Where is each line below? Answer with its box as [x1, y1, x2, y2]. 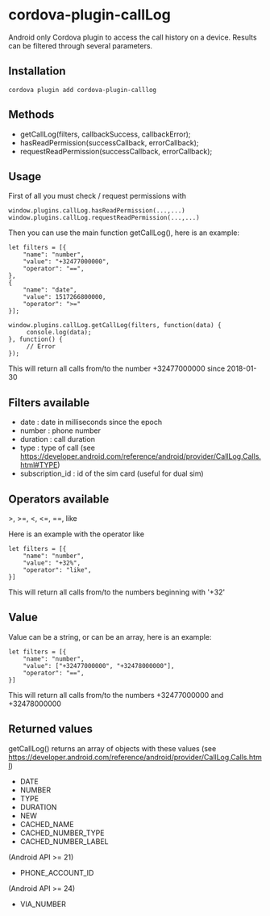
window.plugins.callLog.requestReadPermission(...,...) [8, 214, 200, 222]
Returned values [8, 722, 93, 736]
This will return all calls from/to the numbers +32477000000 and [8, 690, 224, 700]
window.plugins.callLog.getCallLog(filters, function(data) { [8, 321, 222, 330]
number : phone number [19, 426, 101, 435]
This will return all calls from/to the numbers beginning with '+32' [8, 587, 226, 597]
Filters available [8, 396, 90, 410]
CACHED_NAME [19, 819, 74, 829]
